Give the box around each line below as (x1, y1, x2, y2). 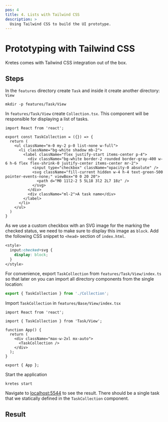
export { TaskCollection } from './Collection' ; (5, 291, 109, 296)
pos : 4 (5, 7, 19, 13)
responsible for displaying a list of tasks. (5, 116, 89, 122)
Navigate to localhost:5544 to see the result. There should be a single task (5, 390, 160, 396)
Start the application (5, 372, 47, 378)
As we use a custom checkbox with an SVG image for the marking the (5, 222, 150, 228)
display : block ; (14, 252, 49, 257)
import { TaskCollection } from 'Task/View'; (5, 319, 102, 324)
